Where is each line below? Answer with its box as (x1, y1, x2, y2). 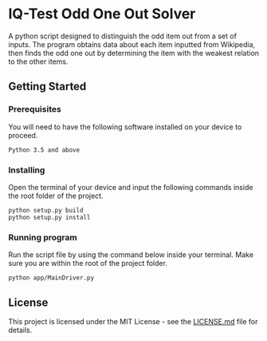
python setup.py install (8, 213, 91, 221)
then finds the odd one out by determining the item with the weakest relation (8, 48, 260, 57)
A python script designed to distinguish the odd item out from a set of (8, 31, 238, 41)
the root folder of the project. (8, 191, 104, 200)
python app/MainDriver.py (8, 274, 94, 282)
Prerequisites (8, 104, 61, 115)
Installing (8, 165, 45, 176)
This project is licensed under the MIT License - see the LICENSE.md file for (8, 317, 258, 327)
